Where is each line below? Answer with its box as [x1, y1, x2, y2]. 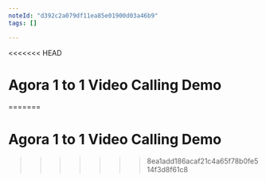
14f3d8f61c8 [147, 165, 189, 175]
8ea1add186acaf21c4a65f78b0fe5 [147, 156, 259, 166]
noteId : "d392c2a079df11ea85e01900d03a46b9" [8, 11, 158, 20]
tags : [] [8, 19, 37, 27]
